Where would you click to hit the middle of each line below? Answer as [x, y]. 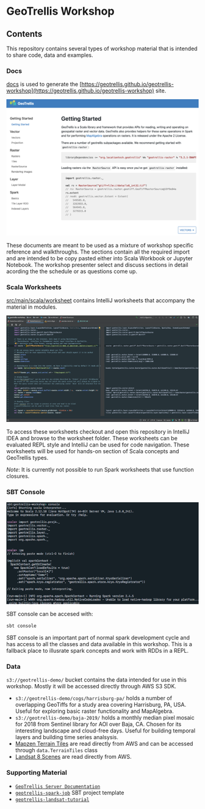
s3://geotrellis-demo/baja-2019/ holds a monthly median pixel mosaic [105, 718]
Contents [24, 34]
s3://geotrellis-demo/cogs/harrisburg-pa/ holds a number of [94, 698]
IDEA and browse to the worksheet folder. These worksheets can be [92, 438]
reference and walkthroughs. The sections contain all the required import [98, 252]
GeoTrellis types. [27, 458]
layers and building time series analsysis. [67, 737]
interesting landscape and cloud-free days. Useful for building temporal [105, 731]
